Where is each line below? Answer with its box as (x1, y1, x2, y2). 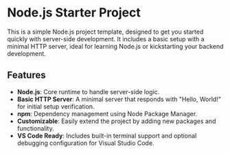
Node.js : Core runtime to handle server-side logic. (16, 87, 160, 96)
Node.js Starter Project (7, 5, 141, 21)
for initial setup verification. (16, 102, 95, 111)
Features (7, 69, 46, 81)
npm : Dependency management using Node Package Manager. (16, 109, 198, 118)
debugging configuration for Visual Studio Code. (16, 139, 154, 147)
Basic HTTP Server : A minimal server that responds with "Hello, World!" (16, 95, 222, 103)
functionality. (16, 124, 54, 132)
